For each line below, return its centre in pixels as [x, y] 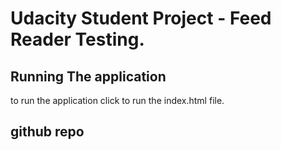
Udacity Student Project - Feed [141, 18]
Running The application [88, 76]
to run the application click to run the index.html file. [117, 100]
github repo [47, 132]
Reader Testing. [77, 39]
